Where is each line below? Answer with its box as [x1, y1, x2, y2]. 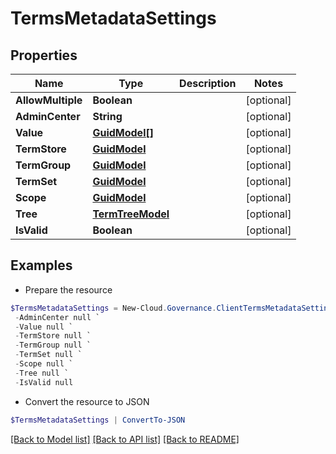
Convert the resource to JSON [24, 395, 150, 407]
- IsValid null [14, 377, 74, 387]
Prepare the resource [24, 283, 113, 296]
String [92, 110, 123, 123]
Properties [10, 47, 78, 64]
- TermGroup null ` [14, 340, 92, 351]
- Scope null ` [14, 359, 74, 369]
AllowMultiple [15, 93, 83, 107]
